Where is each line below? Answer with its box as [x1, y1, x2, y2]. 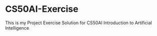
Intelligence [5, 25, 29, 31]
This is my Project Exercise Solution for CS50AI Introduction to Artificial [5, 20, 152, 26]
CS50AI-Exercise [5, 3, 78, 15]
